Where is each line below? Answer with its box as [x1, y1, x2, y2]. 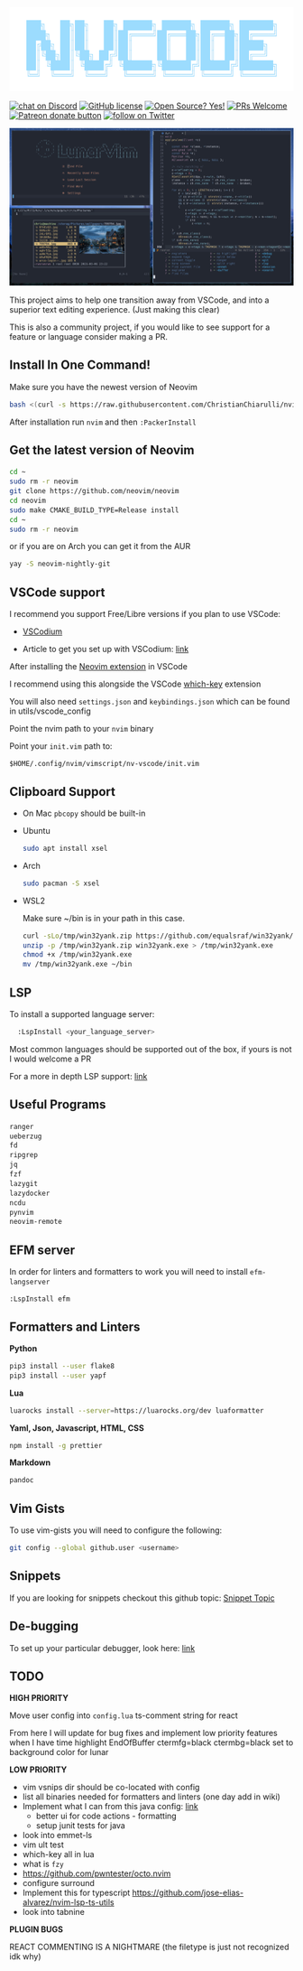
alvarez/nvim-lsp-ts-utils [22, 1897, 115, 1908]
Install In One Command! [9, 358, 151, 373]
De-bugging [9, 1619, 79, 1634]
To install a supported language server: [9, 1009, 155, 1020]
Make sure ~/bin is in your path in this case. [22, 912, 185, 923]
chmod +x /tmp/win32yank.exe [22, 950, 133, 959]
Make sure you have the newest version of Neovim [9, 381, 198, 392]
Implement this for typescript [22, 1887, 131, 1899]
